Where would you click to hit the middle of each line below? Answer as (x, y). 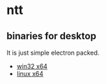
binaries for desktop (52, 36)
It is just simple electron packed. (53, 52)
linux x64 (30, 73)
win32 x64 (32, 66)
